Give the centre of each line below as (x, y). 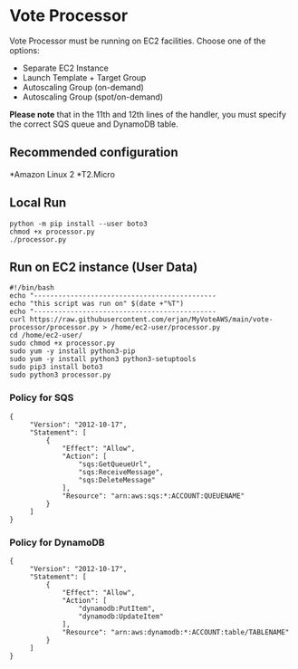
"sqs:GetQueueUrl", (115, 464)
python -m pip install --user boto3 (78, 224)
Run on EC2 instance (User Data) (104, 267)
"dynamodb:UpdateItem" (121, 616)
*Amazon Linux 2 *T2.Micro (62, 174)
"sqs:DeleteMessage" (117, 480)
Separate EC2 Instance (65, 68)
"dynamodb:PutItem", (117, 608)
